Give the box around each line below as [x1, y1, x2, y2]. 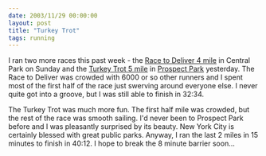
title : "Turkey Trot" [8, 26, 80, 34]
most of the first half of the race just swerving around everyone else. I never [8, 81, 258, 91]
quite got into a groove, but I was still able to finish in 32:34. [8, 89, 205, 99]
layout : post [8, 19, 52, 27]
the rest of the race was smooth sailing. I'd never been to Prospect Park [8, 113, 244, 123]
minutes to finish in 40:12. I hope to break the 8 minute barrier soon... [8, 138, 235, 148]
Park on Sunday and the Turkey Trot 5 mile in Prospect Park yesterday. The [8, 64, 255, 74]
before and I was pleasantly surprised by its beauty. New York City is [8, 122, 235, 131]
